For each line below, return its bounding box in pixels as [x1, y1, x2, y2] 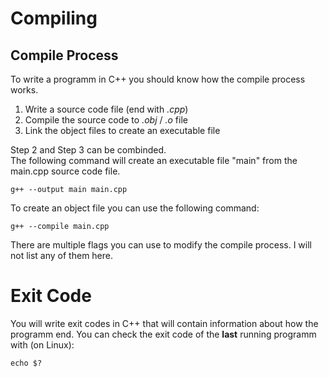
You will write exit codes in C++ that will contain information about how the [10, 317, 319, 329]
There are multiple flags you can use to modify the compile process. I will [10, 239, 313, 251]
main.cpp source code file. [10, 165, 121, 177]
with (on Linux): [10, 338, 75, 351]
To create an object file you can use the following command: [10, 202, 260, 214]
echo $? [10, 358, 43, 368]
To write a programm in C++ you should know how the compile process [10, 73, 306, 85]
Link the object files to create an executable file [24, 125, 221, 136]
